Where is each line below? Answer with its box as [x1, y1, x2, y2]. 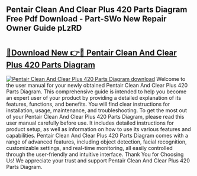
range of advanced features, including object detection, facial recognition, [6, 138, 188, 145]
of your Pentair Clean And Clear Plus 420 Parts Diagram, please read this [6, 113, 185, 120]
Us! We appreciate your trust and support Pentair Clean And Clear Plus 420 [6, 157, 190, 164]
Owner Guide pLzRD [6, 23, 82, 33]
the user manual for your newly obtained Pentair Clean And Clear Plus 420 [6, 82, 188, 89]
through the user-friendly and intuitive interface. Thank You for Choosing [6, 151, 184, 158]
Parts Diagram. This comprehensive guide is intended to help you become [6, 88, 187, 95]
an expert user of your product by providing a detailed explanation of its [6, 94, 182, 101]
